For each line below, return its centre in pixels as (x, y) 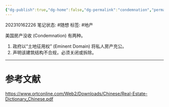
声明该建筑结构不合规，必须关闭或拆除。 (54, 52)
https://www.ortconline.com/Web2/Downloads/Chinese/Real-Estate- (76, 93)
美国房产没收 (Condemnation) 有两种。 (45, 35)
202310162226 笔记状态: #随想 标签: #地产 (49, 25)
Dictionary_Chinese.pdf (29, 99)
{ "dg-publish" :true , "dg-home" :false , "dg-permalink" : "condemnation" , (78, 10)
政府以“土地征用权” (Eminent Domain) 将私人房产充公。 (69, 46)
